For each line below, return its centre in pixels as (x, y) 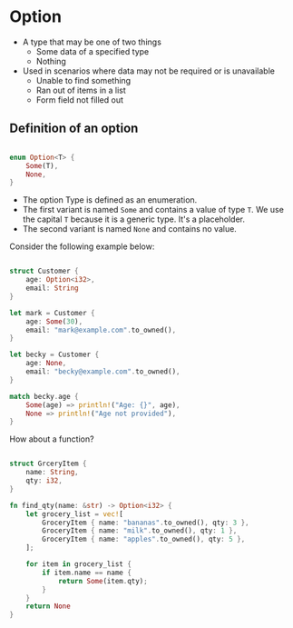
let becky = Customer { (54, 355)
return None (48, 606)
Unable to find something (83, 80)
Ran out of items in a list (81, 90)
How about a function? (52, 439)
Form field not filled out (80, 100)
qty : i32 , (44, 481)
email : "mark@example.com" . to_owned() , (101, 330)
